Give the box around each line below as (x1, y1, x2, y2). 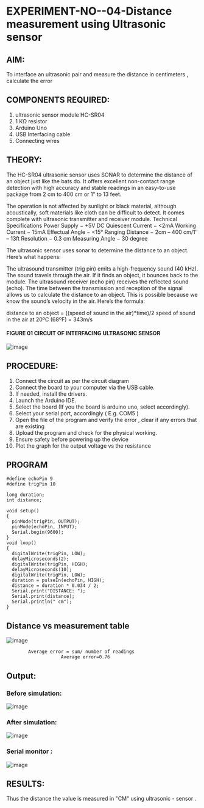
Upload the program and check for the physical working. (15, 429, 157, 436)
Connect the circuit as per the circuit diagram (15, 377, 129, 384)
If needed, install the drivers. (15, 390, 87, 398)
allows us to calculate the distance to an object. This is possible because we (6, 291, 198, 298)
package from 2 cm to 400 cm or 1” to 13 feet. (6, 191, 122, 198)
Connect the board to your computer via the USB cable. (15, 384, 155, 391)
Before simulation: (6, 689, 62, 697)
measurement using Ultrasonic (6, 17, 166, 31)
